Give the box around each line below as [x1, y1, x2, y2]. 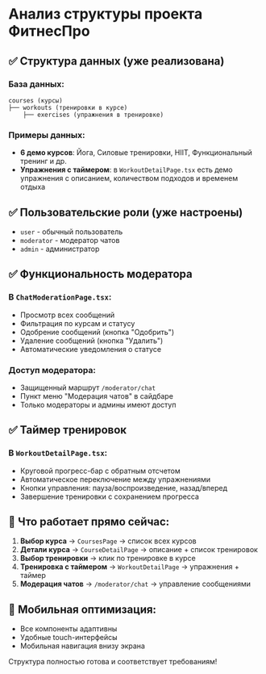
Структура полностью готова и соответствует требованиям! [8, 657, 218, 667]
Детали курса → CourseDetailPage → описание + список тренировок [19, 545, 258, 555]
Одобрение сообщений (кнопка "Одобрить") [19, 327, 175, 337]
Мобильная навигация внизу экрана [19, 641, 145, 651]
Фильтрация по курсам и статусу [19, 318, 135, 328]
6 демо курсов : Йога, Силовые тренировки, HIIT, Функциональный [19, 148, 252, 157]
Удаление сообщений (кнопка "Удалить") [19, 336, 164, 345]
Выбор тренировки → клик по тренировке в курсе [19, 554, 196, 563]
